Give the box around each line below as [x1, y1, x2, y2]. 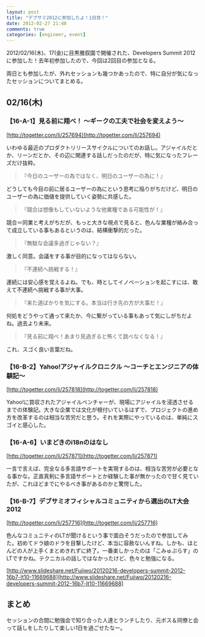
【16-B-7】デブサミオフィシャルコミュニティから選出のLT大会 [6, 497, 189, 506]
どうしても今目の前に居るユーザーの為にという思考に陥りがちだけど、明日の [6, 185, 198, 193]
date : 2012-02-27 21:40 [6, 20, 67, 26]
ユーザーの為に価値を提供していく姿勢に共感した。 [6, 193, 135, 200]
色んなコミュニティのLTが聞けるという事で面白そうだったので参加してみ [6, 531, 189, 539]
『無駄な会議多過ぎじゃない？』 [21, 239, 102, 246]
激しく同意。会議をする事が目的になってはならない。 [6, 252, 140, 260]
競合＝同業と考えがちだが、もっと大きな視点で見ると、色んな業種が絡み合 [6, 218, 193, 226]
